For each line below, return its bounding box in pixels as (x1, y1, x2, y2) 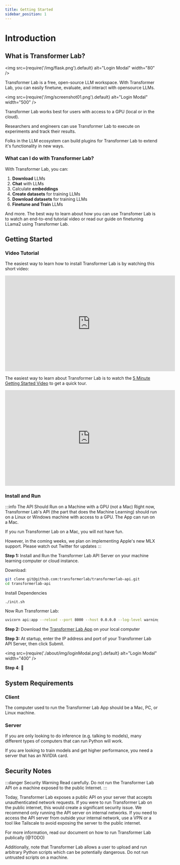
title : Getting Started (5, 7, 53, 12)
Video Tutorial (5, 250, 39, 257)
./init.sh (5, 599, 25, 604)
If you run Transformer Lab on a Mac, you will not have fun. (5, 529, 124, 534)
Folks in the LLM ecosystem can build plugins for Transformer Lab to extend (5, 138, 158, 143)
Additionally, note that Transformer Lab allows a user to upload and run (5, 844, 147, 850)
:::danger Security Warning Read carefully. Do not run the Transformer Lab (5, 780, 154, 786)
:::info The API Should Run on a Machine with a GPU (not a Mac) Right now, (5, 504, 155, 510)
